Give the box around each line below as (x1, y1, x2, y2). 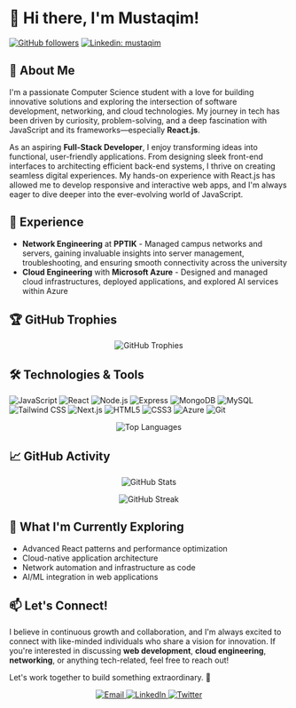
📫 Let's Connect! (9, 599, 108, 614)
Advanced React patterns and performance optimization (21, 543, 228, 553)
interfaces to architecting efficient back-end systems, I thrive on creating (9, 160, 277, 171)
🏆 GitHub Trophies (9, 312, 118, 327)
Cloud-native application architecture (21, 553, 159, 563)
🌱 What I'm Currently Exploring (9, 520, 184, 535)
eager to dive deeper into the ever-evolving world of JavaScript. (9, 188, 244, 199)
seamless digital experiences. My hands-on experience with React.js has (9, 170, 276, 180)
